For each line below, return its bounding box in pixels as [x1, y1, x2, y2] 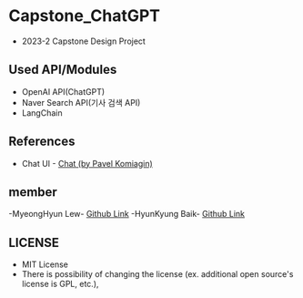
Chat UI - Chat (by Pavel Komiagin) [21, 158, 154, 169]
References [8, 134, 76, 149]
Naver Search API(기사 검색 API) [21, 97, 141, 108]
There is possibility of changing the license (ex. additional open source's [21, 269, 294, 280]
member [8, 184, 58, 200]
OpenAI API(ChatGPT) [21, 86, 106, 97]
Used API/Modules [8, 62, 117, 77]
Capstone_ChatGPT [8, 5, 161, 26]
